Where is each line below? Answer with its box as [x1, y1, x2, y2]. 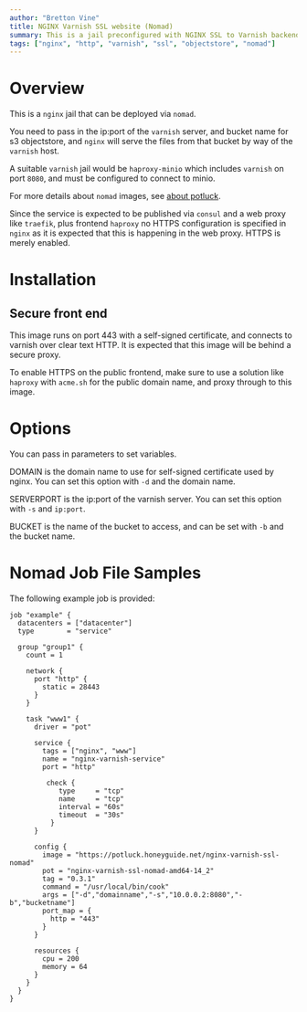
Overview [9, 79, 85, 99]
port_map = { [42, 906, 92, 916]
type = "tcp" [58, 786, 125, 796]
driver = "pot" [33, 722, 92, 732]
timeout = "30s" [58, 810, 125, 820]
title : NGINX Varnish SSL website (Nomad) [9, 22, 174, 31]
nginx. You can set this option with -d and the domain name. [9, 476, 236, 487]
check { [46, 778, 76, 788]
